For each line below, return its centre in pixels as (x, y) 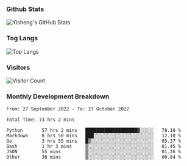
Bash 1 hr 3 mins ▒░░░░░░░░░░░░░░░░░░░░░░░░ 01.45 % (94, 146)
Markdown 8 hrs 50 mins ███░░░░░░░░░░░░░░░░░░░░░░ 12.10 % (94, 136)
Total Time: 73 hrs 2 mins (41, 120)
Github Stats (25, 9)
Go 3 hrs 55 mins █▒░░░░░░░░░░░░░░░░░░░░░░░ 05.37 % (94, 141)
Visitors (18, 67)
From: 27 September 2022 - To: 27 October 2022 (68, 109)
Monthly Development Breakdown (58, 96)
